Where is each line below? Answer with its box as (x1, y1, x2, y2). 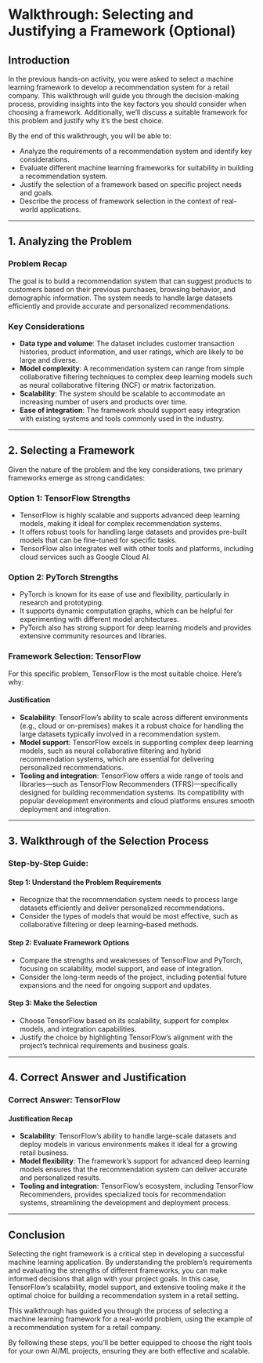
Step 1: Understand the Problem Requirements (8, 877, 162, 886)
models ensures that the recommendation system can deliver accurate (19, 1164, 248, 1175)
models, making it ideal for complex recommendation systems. (19, 519, 222, 528)
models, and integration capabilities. (19, 1024, 137, 1033)
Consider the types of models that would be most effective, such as (19, 912, 239, 921)
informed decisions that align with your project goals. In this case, (8, 1274, 221, 1284)
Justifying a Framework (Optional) (8, 22, 236, 40)
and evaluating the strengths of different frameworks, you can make (8, 1266, 228, 1275)
